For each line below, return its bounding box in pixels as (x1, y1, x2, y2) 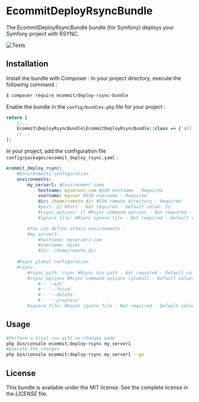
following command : (6, 81, 57, 88)
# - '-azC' (37, 281, 65, 287)
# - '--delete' (37, 292, 76, 298)
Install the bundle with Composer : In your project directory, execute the (6, 74, 182, 81)
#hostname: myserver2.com (37, 236, 102, 243)
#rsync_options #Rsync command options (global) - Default (27, 275, 176, 281)
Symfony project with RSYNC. (6, 30, 79, 37)
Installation (6, 59, 49, 69)
